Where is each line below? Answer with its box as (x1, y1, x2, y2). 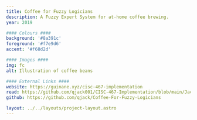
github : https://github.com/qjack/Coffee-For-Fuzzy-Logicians (6, 95, 161, 101)
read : (6, 89, 19, 95)
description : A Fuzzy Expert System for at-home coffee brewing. (6, 14, 169, 20)
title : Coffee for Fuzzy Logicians (6, 8, 93, 15)
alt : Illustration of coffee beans (6, 68, 93, 74)
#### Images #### (6, 57, 49, 63)
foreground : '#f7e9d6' (6, 41, 62, 47)
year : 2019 (6, 19, 33, 25)
